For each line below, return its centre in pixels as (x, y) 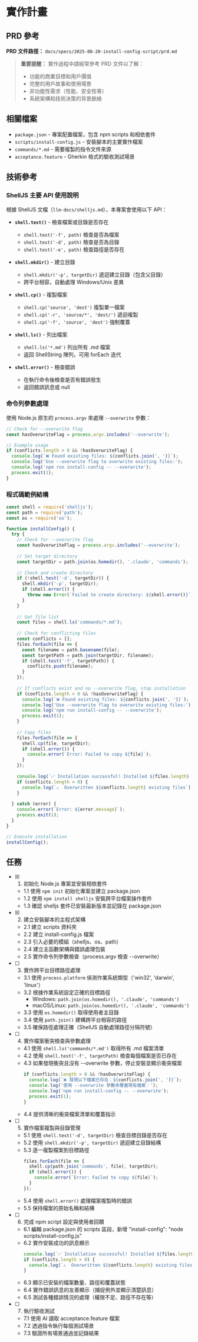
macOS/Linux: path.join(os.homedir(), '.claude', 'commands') (111, 1005)
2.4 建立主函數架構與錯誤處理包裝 (65, 949)
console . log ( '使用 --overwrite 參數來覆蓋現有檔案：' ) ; (93, 1086)
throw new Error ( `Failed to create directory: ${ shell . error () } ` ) (110, 595)
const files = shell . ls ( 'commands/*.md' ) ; (70, 622)
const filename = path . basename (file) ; (70, 650)
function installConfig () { (41, 529)
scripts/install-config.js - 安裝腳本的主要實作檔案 (79, 141)
